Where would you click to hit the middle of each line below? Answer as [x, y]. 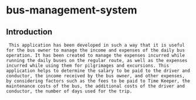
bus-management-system [72, 10]
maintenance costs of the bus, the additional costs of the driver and [95, 86]
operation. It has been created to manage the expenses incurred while [95, 56]
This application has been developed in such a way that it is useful [97, 45]
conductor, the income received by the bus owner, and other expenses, [95, 76]
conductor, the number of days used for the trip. [69, 91]
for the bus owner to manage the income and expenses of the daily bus [95, 50]
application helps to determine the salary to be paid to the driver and [98, 71]
